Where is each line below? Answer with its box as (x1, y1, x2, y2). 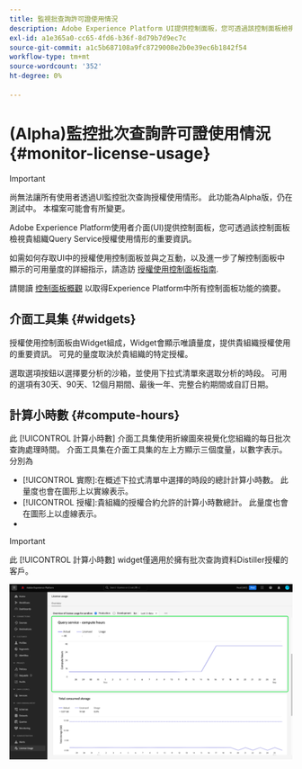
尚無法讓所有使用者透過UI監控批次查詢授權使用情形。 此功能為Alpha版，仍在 (9, 192, 293, 202)
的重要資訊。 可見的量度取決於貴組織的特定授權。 (9, 348, 193, 359)
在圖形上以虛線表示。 (22, 508, 102, 519)
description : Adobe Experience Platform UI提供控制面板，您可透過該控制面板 (9, 23, 281, 33)
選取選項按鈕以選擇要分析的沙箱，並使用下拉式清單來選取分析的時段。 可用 (9, 367, 288, 378)
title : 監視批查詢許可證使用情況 (9, 14, 119, 23)
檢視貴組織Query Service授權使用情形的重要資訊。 (9, 233, 197, 244)
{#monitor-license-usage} (9, 143, 211, 164)
